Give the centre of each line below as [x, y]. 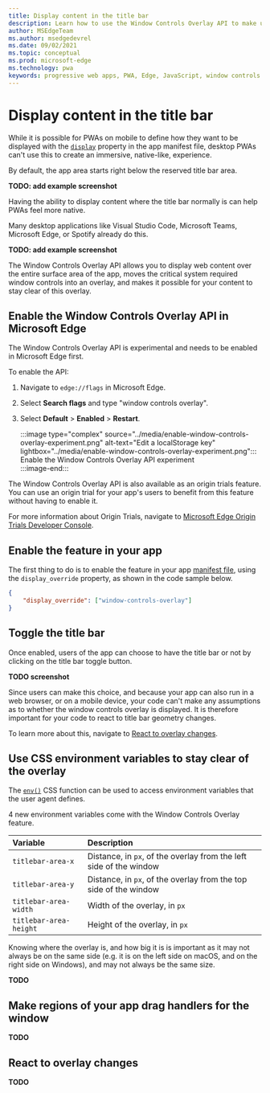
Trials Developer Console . [51, 525]
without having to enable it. [53, 501]
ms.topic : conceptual [45, 53]
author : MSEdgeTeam [41, 31]
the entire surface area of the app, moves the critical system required [123, 273]
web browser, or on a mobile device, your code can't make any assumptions [135, 701]
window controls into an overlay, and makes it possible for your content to [131, 282]
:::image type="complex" [61, 434]
